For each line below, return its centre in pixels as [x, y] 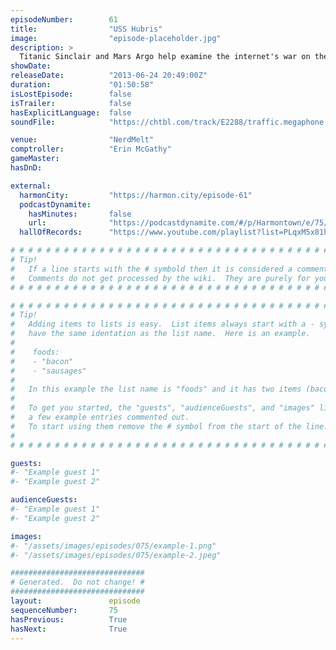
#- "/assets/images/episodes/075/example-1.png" [113, 546]
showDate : [31, 66]
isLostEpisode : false [71, 94]
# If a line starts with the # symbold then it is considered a [151, 269]
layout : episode [75, 601]
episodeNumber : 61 [64, 19]
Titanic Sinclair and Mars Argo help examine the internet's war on [165, 57]
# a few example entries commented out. [100, 417]
